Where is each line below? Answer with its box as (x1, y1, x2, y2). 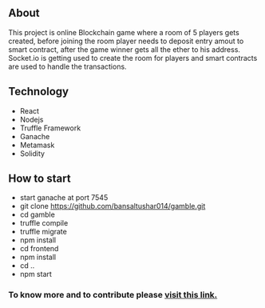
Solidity (19, 148, 45, 158)
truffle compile (19, 218, 69, 228)
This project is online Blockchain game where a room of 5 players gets (8, 27, 239, 37)
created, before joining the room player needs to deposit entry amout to (8, 36, 244, 46)
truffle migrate (19, 227, 68, 237)
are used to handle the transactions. (8, 62, 127, 71)
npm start (19, 270, 52, 279)
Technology (8, 85, 69, 98)
